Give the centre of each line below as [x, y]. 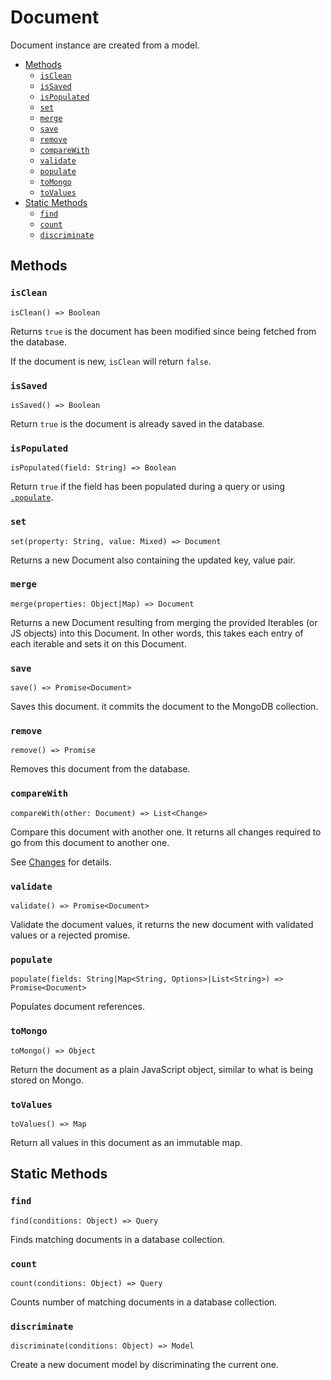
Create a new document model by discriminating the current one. [144, 1365]
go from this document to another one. [90, 842]
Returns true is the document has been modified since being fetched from [163, 331]
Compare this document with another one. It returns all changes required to [166, 832]
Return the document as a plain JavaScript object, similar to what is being [162, 1069]
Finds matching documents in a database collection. [117, 1239]
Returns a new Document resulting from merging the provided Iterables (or [164, 622]
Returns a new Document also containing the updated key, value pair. [153, 560]
